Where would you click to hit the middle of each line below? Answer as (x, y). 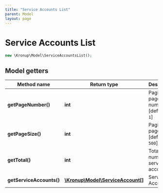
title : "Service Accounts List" (38, 9)
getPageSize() (24, 134)
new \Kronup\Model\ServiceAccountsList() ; (49, 56)
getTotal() (19, 160)
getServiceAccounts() (33, 180)
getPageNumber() (29, 105)
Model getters (27, 71)
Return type (104, 84)
